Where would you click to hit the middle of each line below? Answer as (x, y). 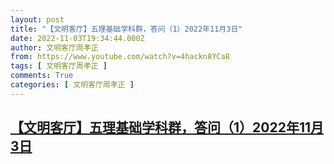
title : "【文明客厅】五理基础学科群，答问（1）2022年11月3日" (126, 29)
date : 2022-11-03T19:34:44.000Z (77, 38)
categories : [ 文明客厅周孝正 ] (72, 85)
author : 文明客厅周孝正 (54, 47)
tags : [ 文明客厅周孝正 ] (59, 66)
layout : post (37, 19)
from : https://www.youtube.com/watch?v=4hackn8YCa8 (120, 57)
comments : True (42, 76)
